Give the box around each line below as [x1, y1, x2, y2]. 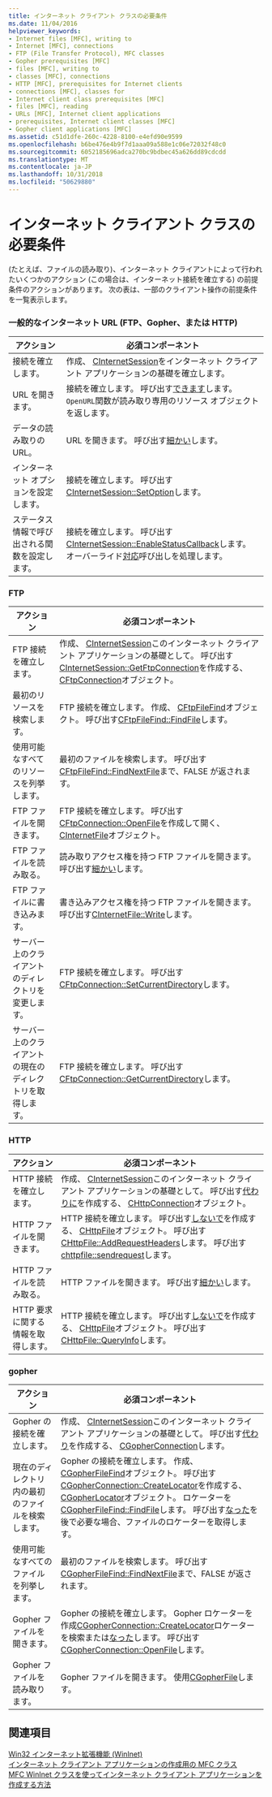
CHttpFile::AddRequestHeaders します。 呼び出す [60, 1237, 247, 1248]
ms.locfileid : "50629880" [8, 178, 96, 187]
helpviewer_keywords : [8, 27, 82, 35]
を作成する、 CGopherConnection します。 [68, 1441, 230, 1451]
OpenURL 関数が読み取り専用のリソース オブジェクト [66, 395, 259, 407]
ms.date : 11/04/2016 [8, 19, 79, 28]
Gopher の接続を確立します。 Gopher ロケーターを [60, 1608, 253, 1618]
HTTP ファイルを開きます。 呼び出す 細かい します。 [60, 1276, 256, 1288]
